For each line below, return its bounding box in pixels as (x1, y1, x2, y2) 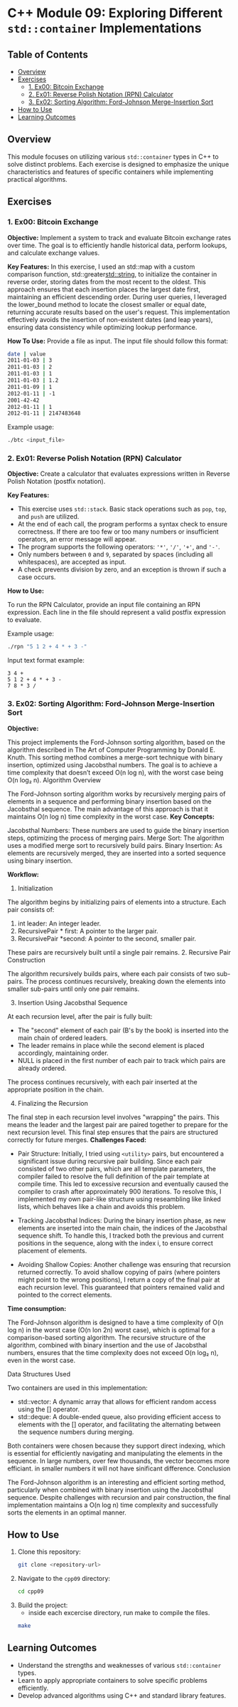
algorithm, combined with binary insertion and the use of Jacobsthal (7, 1341, 207, 1349)
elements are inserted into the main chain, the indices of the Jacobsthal (17, 1223, 227, 1232)
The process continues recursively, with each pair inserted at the (7, 1077, 198, 1086)
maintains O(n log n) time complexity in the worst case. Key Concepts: (7, 812, 215, 821)
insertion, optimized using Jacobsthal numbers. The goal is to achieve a (7, 760, 218, 769)
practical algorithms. (7, 175, 67, 183)
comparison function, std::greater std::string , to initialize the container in (7, 269, 217, 279)
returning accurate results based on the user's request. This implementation (7, 308, 230, 316)
